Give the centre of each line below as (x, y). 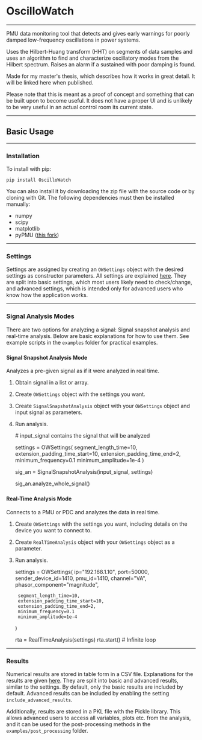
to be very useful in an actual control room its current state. (80, 107)
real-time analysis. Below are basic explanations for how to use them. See (98, 336)
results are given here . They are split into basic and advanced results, (92, 681)
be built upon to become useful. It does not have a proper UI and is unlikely (99, 100)
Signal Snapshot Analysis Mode (47, 357)
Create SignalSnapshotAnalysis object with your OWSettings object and (103, 406)
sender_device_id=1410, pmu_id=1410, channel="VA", (81, 578)
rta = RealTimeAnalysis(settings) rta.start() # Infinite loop (85, 640)
